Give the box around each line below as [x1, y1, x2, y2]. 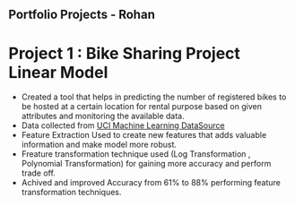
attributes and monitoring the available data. [21, 111, 185, 122]
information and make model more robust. [21, 139, 177, 150]
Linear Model [8, 62, 108, 82]
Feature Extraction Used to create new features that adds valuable [21, 130, 267, 141]
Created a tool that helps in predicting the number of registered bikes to [21, 91, 287, 102]
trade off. [21, 167, 56, 178]
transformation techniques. [21, 187, 122, 198]
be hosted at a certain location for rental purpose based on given [21, 101, 262, 112]
